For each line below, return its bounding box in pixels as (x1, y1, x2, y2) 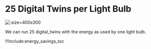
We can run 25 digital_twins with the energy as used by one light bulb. (5, 29, 147, 34)
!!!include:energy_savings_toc (5, 38, 65, 44)
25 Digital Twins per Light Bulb (5, 3, 131, 15)
